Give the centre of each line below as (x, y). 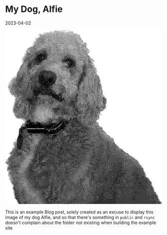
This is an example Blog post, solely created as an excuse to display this (79, 212)
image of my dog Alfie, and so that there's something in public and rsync (80, 218)
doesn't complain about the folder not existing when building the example (81, 223)
